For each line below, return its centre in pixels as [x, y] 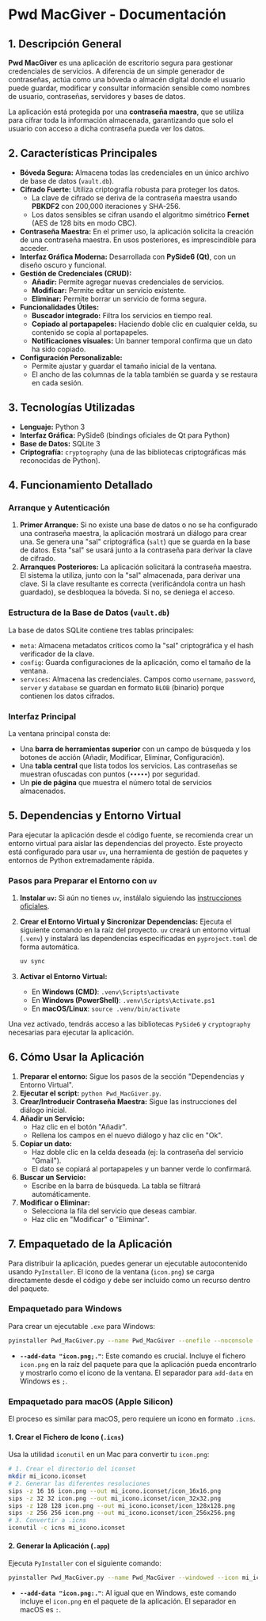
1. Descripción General [65, 44]
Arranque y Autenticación [59, 507]
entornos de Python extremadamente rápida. [81, 860]
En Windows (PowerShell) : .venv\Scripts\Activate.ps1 [123, 1000]
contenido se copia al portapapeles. [90, 332]
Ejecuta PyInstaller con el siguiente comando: [85, 1563]
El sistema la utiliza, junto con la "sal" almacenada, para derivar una [130, 575]
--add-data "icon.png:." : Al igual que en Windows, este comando [128, 1593]
